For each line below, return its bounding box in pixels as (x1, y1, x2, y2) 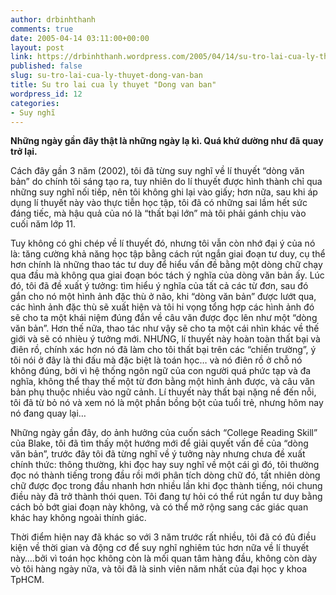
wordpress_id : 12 (10, 89, 83, 99)
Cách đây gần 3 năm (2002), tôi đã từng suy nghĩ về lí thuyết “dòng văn (10, 165, 305, 177)
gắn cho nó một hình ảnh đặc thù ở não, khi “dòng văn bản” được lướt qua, (10, 291, 317, 303)
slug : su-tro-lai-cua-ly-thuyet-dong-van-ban (10, 71, 203, 81)
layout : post (10, 42, 65, 53)
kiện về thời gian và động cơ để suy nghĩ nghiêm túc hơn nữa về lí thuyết (10, 542, 310, 554)
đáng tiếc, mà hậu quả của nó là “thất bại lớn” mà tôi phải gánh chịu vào (10, 207, 307, 220)
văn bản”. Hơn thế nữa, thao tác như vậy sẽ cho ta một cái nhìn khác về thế (10, 322, 320, 335)
